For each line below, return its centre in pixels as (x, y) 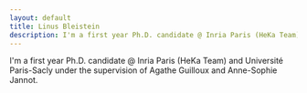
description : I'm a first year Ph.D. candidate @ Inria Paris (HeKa (143, 35)
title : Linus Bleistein (55, 26)
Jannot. (24, 80)
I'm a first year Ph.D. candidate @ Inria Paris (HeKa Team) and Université (147, 61)
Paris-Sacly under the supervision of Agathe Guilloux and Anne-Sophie (143, 70)
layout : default (40, 18)
